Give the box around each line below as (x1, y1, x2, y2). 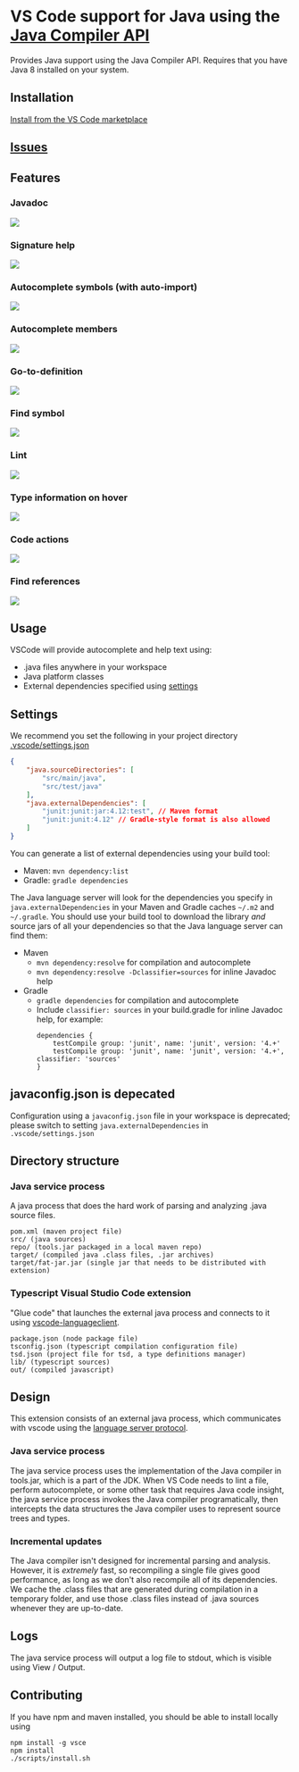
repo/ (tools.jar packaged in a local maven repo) (10, 1243, 203, 1252)
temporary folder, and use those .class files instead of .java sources (10, 1593, 260, 1604)
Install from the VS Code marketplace (10, 113, 148, 124)
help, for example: (36, 1014, 104, 1024)
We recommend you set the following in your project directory (10, 731, 238, 741)
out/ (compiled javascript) (10, 1365, 115, 1375)
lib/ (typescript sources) (10, 1358, 111, 1367)
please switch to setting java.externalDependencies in (10, 1119, 209, 1131)
